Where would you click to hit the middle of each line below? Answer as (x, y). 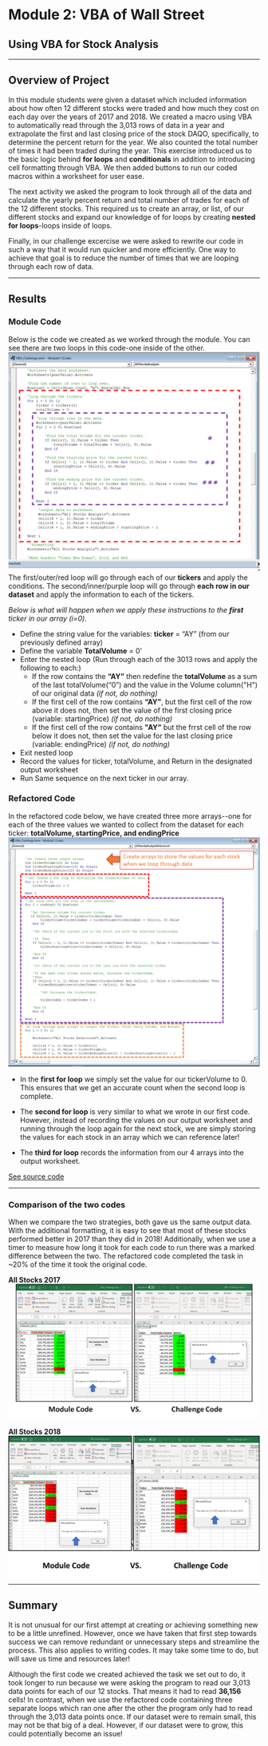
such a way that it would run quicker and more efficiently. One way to (122, 249)
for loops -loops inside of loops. (60, 225)
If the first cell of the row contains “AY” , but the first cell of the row (142, 701)
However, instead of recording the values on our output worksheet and (136, 1121)
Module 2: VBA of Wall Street (106, 15)
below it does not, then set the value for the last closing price (132, 736)
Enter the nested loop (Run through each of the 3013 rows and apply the (138, 659)
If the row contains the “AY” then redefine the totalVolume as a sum (144, 676)
